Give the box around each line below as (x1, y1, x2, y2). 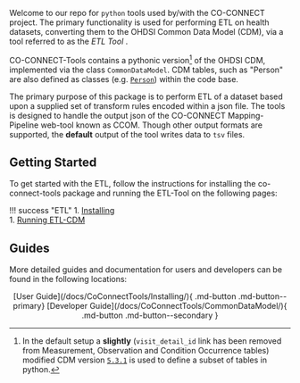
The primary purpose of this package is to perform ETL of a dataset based (9, 91, 283, 102)
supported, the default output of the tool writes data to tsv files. (9, 129, 246, 139)
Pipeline (9, 120, 39, 130)
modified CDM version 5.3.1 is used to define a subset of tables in (21, 354, 268, 365)
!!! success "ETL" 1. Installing (9, 205, 115, 216)
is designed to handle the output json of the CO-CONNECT (9, 110, 226, 121)
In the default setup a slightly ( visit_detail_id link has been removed (21, 336, 282, 346)
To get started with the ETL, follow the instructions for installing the (9, 179, 256, 189)
